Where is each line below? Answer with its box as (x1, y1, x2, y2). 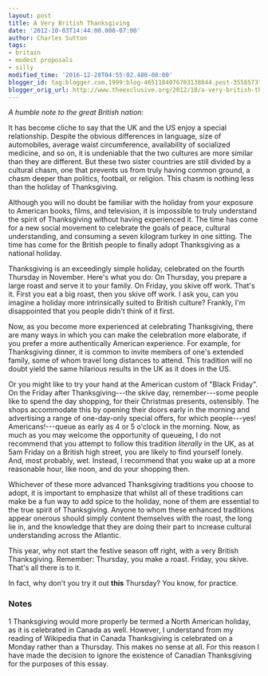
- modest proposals (8, 57, 73, 65)
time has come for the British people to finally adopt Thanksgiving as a (8, 240, 241, 250)
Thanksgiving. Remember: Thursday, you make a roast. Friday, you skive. (8, 555, 249, 564)
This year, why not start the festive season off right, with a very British (8, 546, 239, 556)
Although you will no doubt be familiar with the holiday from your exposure (8, 198, 254, 207)
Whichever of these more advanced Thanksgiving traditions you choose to (8, 480, 254, 489)
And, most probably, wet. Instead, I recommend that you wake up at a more (8, 456, 256, 466)
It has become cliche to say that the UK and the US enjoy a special (8, 123, 227, 132)
